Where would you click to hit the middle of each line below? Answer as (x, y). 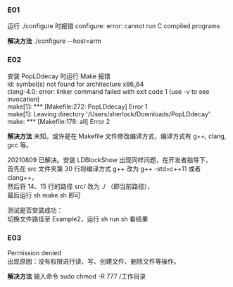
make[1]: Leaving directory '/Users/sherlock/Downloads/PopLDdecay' (109, 114)
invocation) (24, 99)
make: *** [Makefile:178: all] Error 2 (59, 121)
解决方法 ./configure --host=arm (54, 41)
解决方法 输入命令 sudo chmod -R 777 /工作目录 (77, 276)
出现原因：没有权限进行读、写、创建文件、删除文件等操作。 (94, 261)
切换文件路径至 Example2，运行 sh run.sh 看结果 (78, 219)
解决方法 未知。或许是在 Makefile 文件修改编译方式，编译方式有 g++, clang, (117, 136)
